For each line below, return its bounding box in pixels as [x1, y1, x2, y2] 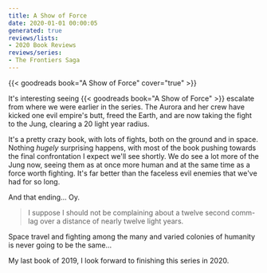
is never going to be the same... [8, 240, 112, 250]
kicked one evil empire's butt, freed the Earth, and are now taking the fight [8, 110, 253, 120]
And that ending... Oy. [8, 192, 80, 202]
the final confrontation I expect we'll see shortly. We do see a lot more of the [8, 151, 259, 160]
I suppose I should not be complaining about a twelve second [27, 208, 230, 217]
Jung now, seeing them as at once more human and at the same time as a [8, 160, 250, 169]
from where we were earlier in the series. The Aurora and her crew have [8, 101, 245, 112]
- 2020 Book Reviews [8, 42, 77, 49]
